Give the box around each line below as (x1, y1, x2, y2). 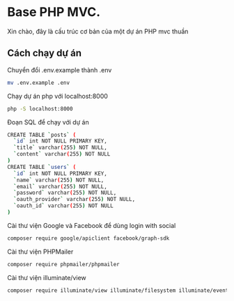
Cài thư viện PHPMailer (7, 247, 74, 256)
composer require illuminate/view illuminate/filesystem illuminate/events (7, 286, 232, 294)
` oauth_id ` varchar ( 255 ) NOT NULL (13, 202, 114, 209)
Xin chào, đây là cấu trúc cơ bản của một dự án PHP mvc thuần (7, 27, 189, 35)
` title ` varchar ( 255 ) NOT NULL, (13, 144, 108, 152)
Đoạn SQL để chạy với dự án (7, 117, 89, 126)
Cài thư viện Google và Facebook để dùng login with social (7, 221, 176, 229)
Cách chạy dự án (7, 47, 82, 59)
